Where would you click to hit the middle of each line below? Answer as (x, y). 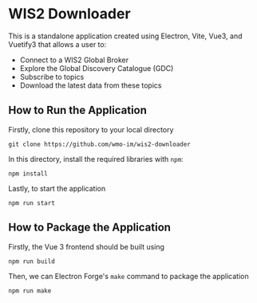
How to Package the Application (90, 228)
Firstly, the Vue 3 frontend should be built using (87, 246)
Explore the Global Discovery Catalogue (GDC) (97, 68)
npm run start (32, 203)
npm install (28, 173)
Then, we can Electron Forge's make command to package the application (128, 276)
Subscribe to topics (52, 77)
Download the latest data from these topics (91, 85)
